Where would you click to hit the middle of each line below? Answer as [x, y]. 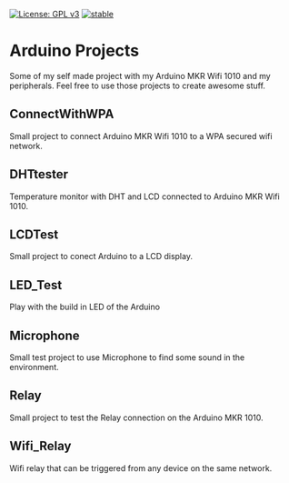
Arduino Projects [75, 51]
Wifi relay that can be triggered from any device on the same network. [141, 468]
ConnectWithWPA [62, 114]
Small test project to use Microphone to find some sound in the [127, 357]
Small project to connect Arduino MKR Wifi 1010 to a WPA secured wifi [141, 136]
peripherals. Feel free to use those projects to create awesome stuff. [138, 86]
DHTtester [39, 174]
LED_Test [36, 285]
